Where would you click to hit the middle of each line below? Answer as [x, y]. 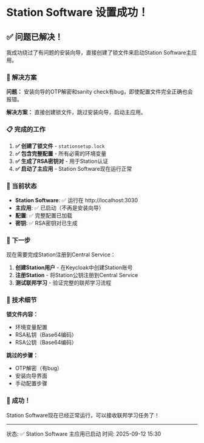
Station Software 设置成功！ [77, 12]
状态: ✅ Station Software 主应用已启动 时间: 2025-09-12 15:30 [84, 434]
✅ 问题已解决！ [35, 37]
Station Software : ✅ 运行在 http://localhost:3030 [76, 200]
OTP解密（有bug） [39, 368]
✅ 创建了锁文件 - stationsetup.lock [60, 146]
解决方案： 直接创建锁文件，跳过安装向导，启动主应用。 [76, 112]
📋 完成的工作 [26, 129]
